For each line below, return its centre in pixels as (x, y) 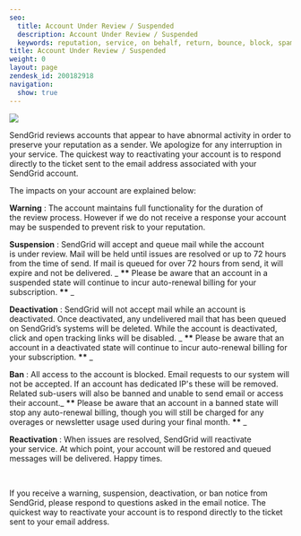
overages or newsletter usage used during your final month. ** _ (128, 421)
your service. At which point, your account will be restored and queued (140, 448)
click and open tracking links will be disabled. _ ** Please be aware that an (147, 338)
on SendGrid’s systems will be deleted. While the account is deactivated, (143, 328)
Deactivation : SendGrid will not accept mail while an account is (128, 309)
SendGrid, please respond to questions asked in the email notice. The (138, 502)
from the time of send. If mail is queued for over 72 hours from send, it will (146, 263)
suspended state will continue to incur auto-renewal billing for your (133, 282)
